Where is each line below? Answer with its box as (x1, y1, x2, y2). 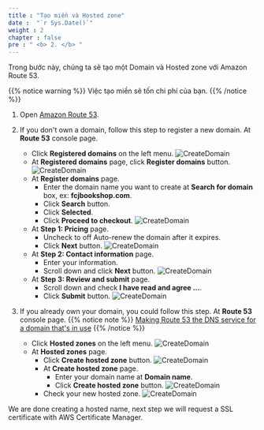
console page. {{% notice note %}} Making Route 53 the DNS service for (19, 315, 256, 324)
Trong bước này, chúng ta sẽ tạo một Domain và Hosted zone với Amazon (8, 62, 247, 72)
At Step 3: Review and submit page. (31, 275, 151, 284)
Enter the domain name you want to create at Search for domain (43, 182, 254, 192)
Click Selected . (43, 208, 94, 217)
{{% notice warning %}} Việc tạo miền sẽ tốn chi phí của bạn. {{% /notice (8, 86, 247, 95)
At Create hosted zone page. (43, 364, 139, 373)
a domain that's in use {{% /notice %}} (19, 323, 146, 333)
